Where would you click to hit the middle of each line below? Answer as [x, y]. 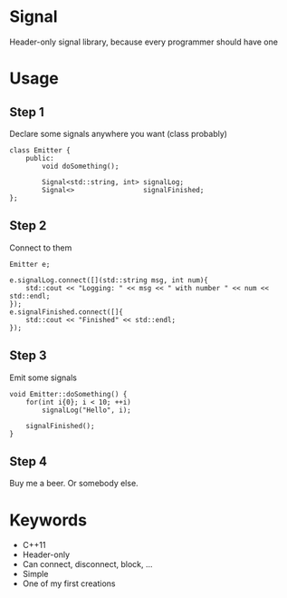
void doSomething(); [81, 166]
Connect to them [41, 248]
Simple [35, 574]
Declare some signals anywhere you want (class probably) [119, 133]
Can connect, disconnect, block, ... [87, 564]
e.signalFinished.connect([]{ [67, 312]
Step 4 [29, 461]
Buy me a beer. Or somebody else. [74, 484]
